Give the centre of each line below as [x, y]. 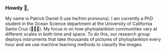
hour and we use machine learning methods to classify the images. [74, 45]
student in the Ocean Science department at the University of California [79, 24]
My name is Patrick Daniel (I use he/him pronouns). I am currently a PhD [79, 19]
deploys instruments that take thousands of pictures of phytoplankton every [83, 39]
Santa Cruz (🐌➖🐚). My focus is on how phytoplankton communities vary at [81, 29]
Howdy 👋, [17, 8]
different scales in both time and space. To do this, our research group [78, 34]
